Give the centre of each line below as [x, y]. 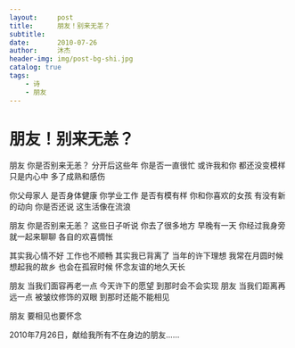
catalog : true [36, 68]
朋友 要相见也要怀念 [45, 316]
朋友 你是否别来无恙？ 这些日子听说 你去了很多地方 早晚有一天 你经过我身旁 [147, 226]
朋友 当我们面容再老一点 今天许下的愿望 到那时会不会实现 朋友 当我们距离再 [147, 286]
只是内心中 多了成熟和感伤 [57, 177]
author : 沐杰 [40, 51]
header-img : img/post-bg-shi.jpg [71, 59]
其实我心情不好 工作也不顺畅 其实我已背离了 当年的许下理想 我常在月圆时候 [146, 256]
